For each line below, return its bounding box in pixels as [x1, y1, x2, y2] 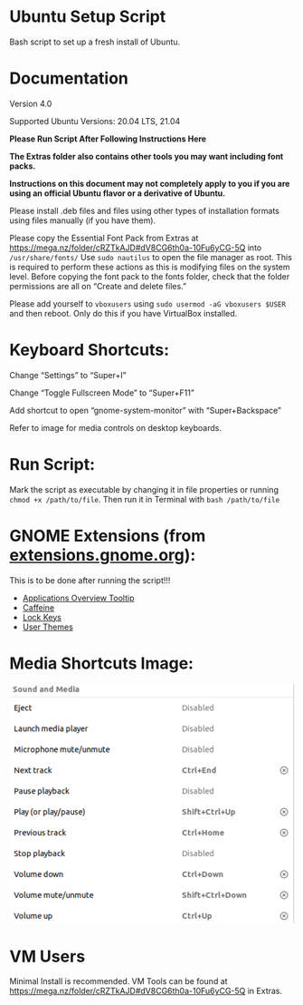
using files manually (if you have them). [9, 215, 156, 226]
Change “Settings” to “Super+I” [9, 369, 127, 380]
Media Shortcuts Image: [9, 653, 194, 673]
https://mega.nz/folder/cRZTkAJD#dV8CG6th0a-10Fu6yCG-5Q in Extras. [9, 986, 283, 997]
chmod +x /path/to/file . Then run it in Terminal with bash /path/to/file [9, 493, 280, 504]
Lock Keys [22, 611, 62, 622]
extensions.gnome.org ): [9, 544, 196, 565]
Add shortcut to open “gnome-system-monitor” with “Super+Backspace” [9, 405, 282, 415]
